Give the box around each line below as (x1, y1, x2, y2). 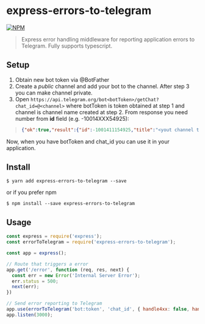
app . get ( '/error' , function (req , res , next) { (6, 267, 130, 273)
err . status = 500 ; (12, 278, 59, 284)
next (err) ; (12, 284, 40, 290)
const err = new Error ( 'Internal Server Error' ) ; (12, 272, 140, 278)
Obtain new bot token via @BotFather (15, 76, 110, 83)
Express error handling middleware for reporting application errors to (21, 35, 195, 43)
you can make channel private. (15, 89, 93, 96)
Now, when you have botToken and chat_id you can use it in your (6, 138, 170, 145)
